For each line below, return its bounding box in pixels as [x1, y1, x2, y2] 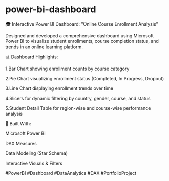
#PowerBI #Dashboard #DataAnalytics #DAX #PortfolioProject [5, 170, 137, 176]
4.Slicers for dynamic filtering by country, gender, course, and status [5, 95, 151, 101]
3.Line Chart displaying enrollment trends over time [5, 85, 114, 92]
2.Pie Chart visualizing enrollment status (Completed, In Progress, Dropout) [5, 75, 164, 81]
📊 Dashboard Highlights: [5, 54, 58, 60]
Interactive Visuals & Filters [5, 160, 63, 166]
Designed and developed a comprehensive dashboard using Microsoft [5, 32, 154, 39]
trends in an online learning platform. [5, 43, 83, 50]
